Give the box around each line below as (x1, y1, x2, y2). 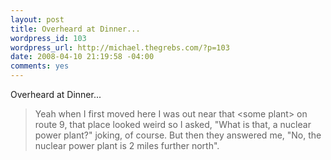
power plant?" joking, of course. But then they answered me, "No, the (34, 129, 322, 141)
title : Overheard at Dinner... (10, 24, 141, 34)
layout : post (10, 14, 65, 25)
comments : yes (10, 61, 70, 71)
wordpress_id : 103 (10, 33, 87, 43)
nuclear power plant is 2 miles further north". (34, 140, 220, 151)
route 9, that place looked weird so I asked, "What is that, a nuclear (34, 119, 312, 130)
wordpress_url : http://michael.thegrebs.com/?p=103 (10, 42, 230, 53)
